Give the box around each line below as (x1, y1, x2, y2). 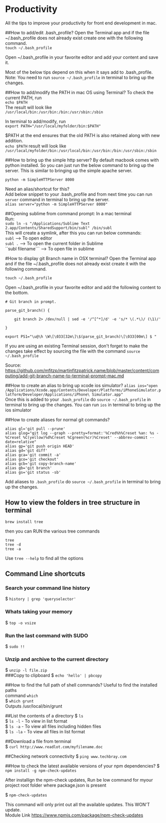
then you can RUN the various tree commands (5, 528, 100, 534)
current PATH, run (5, 95, 42, 101)
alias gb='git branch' (5, 465, 52, 470)
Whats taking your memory (5, 608, 73, 615)
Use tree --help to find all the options (5, 555, 83, 561)
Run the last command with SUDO (5, 632, 88, 639)
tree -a (5, 547, 21, 551)
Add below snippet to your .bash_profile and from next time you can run (5, 191, 153, 197)
